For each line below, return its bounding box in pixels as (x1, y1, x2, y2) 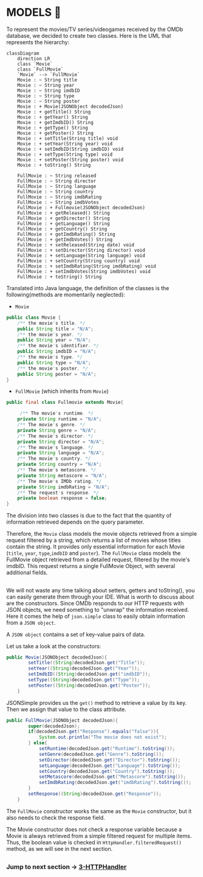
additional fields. (6, 569, 48, 577)
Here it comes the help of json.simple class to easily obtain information (6, 612, 185, 620)
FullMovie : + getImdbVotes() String (17, 237, 113, 243)
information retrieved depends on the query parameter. (6, 518, 145, 525)
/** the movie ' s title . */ (17, 320, 86, 326)
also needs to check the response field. (6, 814, 105, 821)
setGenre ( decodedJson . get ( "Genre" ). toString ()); (38, 751, 165, 757)
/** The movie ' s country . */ (17, 456, 91, 462)
